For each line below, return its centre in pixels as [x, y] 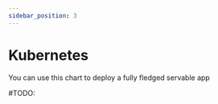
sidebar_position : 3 [43, 16]
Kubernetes [49, 55]
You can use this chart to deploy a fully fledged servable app [109, 78]
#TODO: [22, 93]
